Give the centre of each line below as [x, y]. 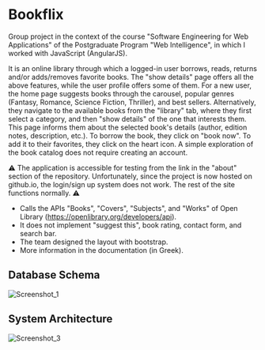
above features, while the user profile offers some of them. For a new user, [130, 85]
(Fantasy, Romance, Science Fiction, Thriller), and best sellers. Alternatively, [132, 102]
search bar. [38, 233]
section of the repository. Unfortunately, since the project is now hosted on [131, 176]
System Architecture [61, 319]
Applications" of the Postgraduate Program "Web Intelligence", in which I [127, 44]
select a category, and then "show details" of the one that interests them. [127, 119]
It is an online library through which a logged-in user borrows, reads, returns [132, 68]
